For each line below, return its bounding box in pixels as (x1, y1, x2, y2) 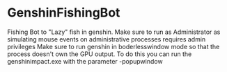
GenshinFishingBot (7, 5, 120, 21)
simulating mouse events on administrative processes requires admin (7, 35, 206, 43)
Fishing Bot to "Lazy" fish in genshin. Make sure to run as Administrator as (7, 28, 221, 36)
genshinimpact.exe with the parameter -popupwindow (7, 57, 163, 65)
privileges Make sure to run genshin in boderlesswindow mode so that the (7, 42, 220, 51)
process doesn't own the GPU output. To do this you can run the (7, 50, 192, 58)
